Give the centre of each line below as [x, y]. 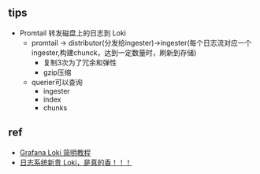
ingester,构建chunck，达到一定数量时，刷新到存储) [114, 52]
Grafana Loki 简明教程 [55, 152]
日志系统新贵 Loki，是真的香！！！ [76, 162]
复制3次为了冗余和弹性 [80, 62]
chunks [55, 107]
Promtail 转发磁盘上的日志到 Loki [72, 33]
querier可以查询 [57, 82]
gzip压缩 [57, 72]
